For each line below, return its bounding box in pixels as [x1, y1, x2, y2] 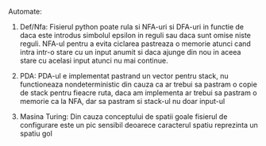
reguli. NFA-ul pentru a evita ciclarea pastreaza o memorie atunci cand [19, 39, 252, 48]
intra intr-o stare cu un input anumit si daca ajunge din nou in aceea [19, 48, 241, 56]
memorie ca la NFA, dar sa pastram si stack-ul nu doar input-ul [19, 97, 226, 106]
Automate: [8, 7, 42, 16]
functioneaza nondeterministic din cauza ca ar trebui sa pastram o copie [19, 79, 258, 89]
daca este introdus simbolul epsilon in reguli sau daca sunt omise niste [19, 31, 252, 40]
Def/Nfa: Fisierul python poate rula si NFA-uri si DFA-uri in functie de [19, 22, 245, 31]
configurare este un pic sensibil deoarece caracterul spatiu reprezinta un [19, 121, 258, 129]
